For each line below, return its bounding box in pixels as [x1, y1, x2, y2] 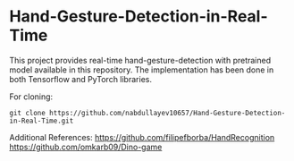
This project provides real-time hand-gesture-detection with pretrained [9, 55, 272, 65]
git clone [9, 108, 46, 117]
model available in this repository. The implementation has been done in [9, 64, 274, 75]
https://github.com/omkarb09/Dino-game [9, 141, 163, 152]
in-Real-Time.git [9, 116, 74, 125]
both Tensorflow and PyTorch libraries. [9, 73, 152, 84]
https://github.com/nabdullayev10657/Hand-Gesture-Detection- [48, 108, 286, 117]
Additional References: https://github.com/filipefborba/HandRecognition [9, 131, 275, 142]
